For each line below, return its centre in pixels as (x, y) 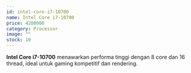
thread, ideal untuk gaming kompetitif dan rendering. (72, 63)
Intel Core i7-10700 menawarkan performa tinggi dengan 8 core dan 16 (96, 57)
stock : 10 (19, 40)
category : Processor (32, 29)
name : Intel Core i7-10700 (40, 17)
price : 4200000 (25, 23)
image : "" (19, 34)
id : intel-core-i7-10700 (38, 12)
